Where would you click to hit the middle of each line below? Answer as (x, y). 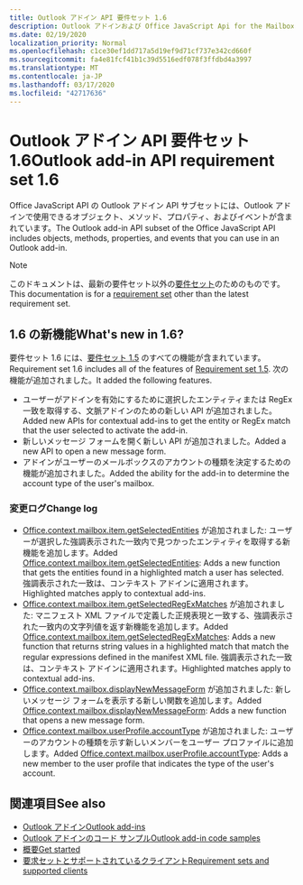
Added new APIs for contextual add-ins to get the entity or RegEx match (156, 421)
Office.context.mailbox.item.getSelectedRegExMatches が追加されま (150, 604)
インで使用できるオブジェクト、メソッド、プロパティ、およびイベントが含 (147, 217)
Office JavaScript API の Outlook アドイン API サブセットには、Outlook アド (150, 206)
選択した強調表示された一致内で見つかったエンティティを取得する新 (165, 541)
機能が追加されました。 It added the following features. (111, 381)
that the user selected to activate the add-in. (105, 430)
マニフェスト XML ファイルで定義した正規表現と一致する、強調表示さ (164, 615)
